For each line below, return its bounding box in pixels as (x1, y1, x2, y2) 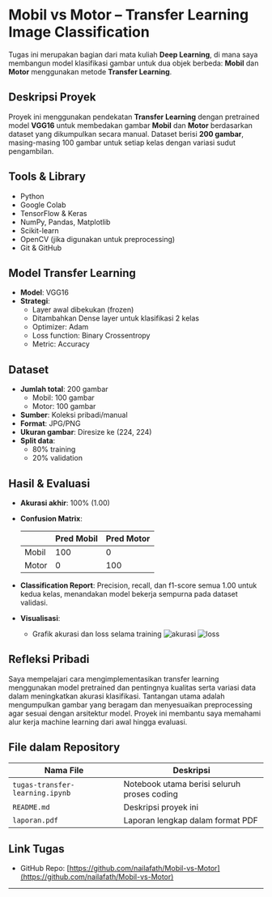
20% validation (32, 453, 83, 463)
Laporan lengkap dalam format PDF (123, 814, 259, 826)
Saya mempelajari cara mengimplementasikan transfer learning (8, 674, 219, 683)
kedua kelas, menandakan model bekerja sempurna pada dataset (19, 589, 239, 598)
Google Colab (19, 200, 66, 210)
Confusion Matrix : (19, 514, 83, 523)
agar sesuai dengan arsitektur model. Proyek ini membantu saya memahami (8, 708, 261, 718)
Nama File (44, 764, 84, 776)
